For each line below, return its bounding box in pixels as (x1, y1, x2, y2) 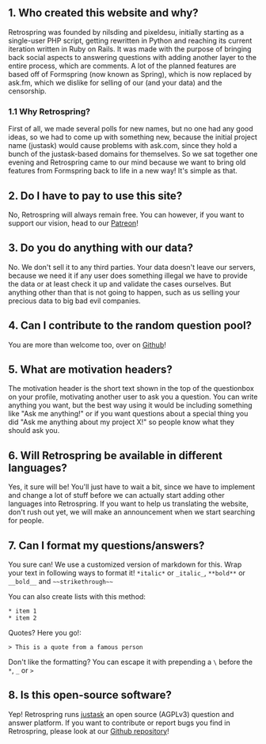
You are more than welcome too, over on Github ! (8, 340, 166, 349)
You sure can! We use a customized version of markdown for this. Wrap (8, 560, 242, 569)
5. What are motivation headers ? (8, 363, 173, 376)
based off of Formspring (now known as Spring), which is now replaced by (8, 69, 252, 78)
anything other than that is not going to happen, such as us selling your (8, 287, 241, 297)
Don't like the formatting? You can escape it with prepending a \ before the (8, 657, 253, 666)
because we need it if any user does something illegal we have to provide (8, 271, 248, 280)
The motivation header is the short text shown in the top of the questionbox (8, 384, 255, 393)
